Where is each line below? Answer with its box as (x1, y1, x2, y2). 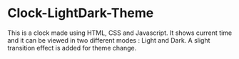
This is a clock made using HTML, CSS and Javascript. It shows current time (7, 28, 233, 37)
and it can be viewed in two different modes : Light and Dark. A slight (7, 36, 210, 44)
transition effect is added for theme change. (7, 43, 137, 52)
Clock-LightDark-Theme (7, 5, 154, 21)
